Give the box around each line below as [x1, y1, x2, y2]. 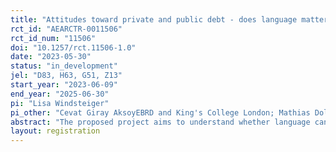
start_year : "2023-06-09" [10, 80, 118, 90]
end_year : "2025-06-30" [10, 89, 110, 99]
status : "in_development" [10, 61, 118, 71]
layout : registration [10, 126, 101, 136]
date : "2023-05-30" [10, 52, 92, 62]
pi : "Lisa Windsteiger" [10, 98, 110, 108]
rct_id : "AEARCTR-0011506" [10, 24, 123, 34]
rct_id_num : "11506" [10, 33, 97, 43]
